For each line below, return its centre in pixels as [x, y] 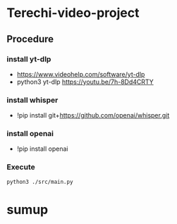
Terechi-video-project [73, 13]
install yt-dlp [29, 59]
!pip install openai [42, 149]
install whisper [32, 100]
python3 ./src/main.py [40, 182]
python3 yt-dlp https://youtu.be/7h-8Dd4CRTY [85, 82]
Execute [21, 167]
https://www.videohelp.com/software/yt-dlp [81, 74]
